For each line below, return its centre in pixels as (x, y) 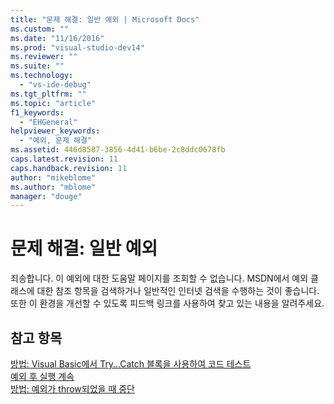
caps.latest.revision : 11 (64, 159)
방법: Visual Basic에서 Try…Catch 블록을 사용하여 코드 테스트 (131, 364)
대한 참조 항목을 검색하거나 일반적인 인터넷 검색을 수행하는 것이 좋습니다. (178, 291)
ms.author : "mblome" (53, 187)
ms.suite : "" (37, 66)
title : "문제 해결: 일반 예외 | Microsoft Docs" (105, 19)
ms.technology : (42, 76)
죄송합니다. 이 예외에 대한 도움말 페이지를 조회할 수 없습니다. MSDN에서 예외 (159, 278)
